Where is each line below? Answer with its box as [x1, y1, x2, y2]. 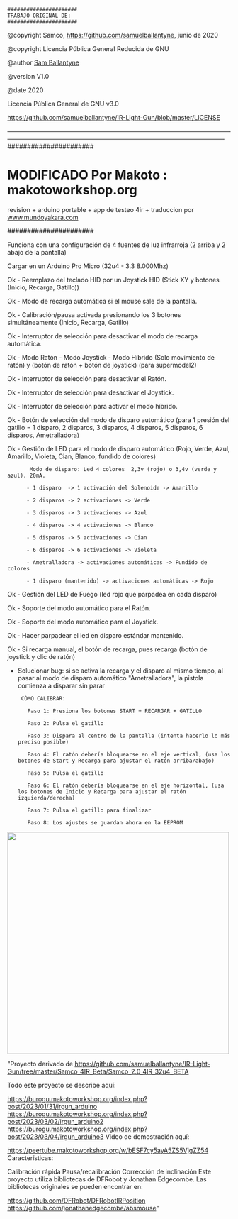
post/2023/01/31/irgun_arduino [7, 1102, 98, 1110]
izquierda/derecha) [17, 794, 76, 801]
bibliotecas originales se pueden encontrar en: [7, 1182, 143, 1191]
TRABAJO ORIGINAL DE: [7, 12, 72, 19]
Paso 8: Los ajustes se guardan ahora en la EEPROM [27, 819, 183, 826]
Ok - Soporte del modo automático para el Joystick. [7, 617, 159, 626]
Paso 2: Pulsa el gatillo [27, 719, 104, 727]
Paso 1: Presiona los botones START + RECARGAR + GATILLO [27, 707, 203, 715]
